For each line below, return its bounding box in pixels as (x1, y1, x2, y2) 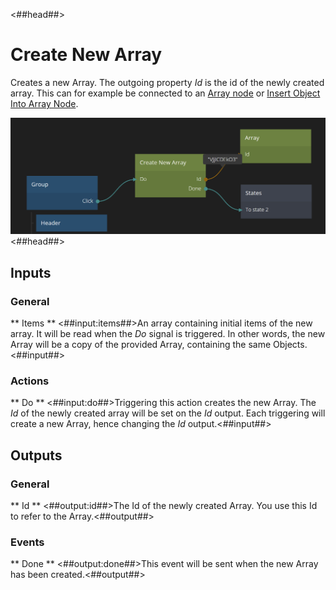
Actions (10, 374, 50, 388)
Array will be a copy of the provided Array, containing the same (10, 339, 272, 351)
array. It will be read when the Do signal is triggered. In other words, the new (10, 328, 326, 340)
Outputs (10, 447, 63, 464)
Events (10, 535, 45, 549)
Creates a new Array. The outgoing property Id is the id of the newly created (10, 76, 325, 88)
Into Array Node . (10, 97, 79, 109)
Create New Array (10, 44, 163, 66)
